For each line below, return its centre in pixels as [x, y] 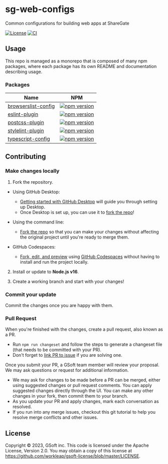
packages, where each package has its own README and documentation [81, 66]
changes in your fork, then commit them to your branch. [70, 396]
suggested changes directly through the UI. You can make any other [83, 391]
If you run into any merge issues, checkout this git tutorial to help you [84, 412]
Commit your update [31, 294]
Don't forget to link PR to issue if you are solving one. [67, 355]
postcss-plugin [26, 123]
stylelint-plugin [26, 131]
